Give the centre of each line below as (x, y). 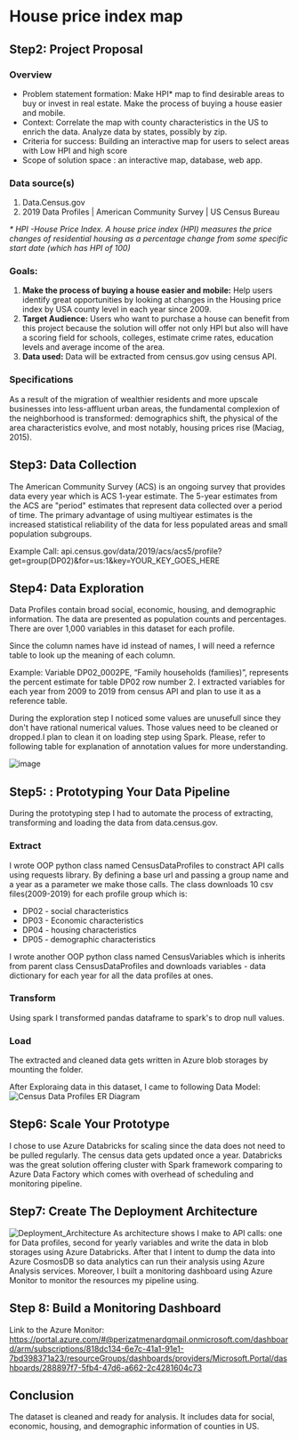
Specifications (41, 380)
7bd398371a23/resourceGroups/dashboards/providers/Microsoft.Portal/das (148, 1358)
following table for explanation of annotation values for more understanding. (149, 747)
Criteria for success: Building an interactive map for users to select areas (156, 141)
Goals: (24, 271)
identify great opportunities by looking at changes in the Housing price (152, 300)
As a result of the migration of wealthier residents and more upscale (134, 399)
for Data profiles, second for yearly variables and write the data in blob (139, 1242)
